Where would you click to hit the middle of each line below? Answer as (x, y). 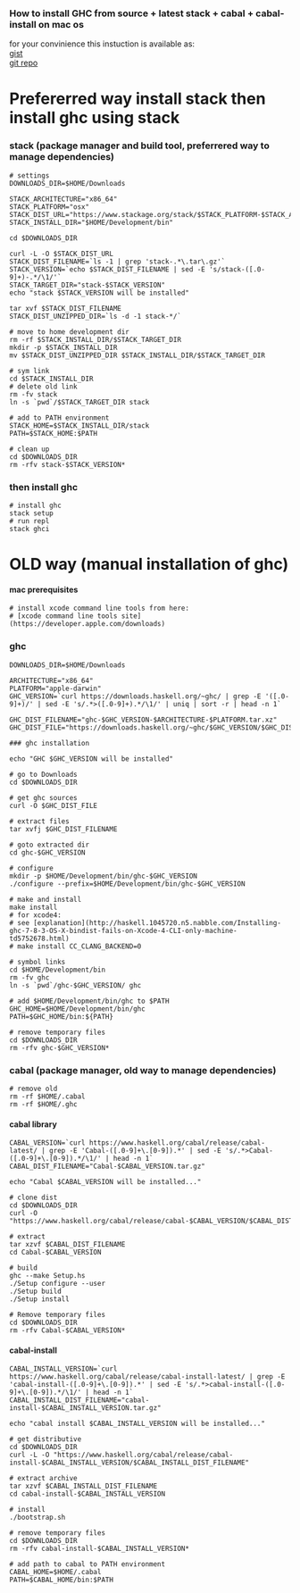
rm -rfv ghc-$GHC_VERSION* (59, 1047)
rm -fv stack (33, 394)
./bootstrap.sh (37, 1518)
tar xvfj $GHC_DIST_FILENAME (63, 829)
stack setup (31, 513)
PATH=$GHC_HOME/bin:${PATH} (62, 1016)
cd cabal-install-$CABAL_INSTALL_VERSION (87, 1494)
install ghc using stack (95, 118)
